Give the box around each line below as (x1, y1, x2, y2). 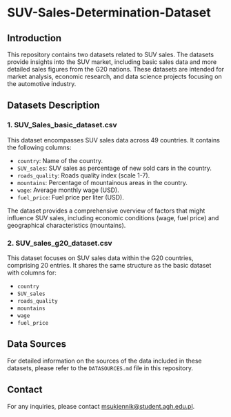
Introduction (7, 32, 62, 44)
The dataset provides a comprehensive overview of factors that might (7, 206, 205, 215)
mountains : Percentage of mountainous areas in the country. (17, 178, 188, 186)
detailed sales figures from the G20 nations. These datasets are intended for (7, 65, 224, 73)
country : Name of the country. (17, 156, 103, 164)
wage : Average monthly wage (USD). (17, 186, 119, 194)
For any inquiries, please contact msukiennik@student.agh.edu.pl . (7, 402, 195, 410)
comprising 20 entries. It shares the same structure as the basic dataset (7, 261, 212, 269)
